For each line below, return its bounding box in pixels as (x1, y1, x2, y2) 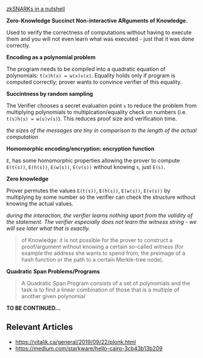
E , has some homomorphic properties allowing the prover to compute (6, 157, 180, 164)
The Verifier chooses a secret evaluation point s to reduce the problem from (6, 102, 197, 109)
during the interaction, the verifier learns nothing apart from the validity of (6, 212, 193, 219)
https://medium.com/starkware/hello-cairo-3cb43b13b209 (15, 345, 163, 352)
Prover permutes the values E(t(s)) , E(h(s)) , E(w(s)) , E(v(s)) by (6, 187, 171, 194)
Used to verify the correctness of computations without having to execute (6, 29, 192, 36)
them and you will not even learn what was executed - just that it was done (6, 35, 194, 42)
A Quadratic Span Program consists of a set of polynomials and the (21, 280, 191, 287)
